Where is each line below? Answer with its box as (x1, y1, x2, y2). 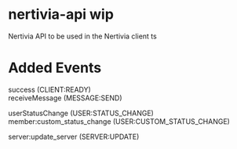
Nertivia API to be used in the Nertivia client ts (8, 31, 157, 41)
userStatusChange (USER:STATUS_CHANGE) (8, 108, 155, 118)
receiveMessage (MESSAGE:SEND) (8, 93, 123, 103)
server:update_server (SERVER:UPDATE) (8, 132, 140, 141)
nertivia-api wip (8, 5, 114, 24)
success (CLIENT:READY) (8, 85, 92, 94)
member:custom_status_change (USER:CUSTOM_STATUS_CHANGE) (8, 116, 230, 126)
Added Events (8, 59, 102, 77)
